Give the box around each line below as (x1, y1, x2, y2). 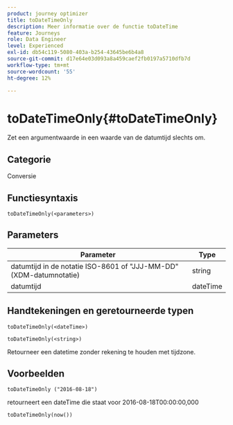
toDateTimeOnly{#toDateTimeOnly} (7, 110, 218, 126)
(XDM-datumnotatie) (10, 270, 80, 279)
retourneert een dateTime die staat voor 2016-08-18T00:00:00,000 (7, 398, 199, 406)
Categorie (7, 153, 51, 165)
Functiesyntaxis (7, 192, 78, 204)
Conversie (7, 172, 37, 180)
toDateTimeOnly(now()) (7, 412, 73, 419)
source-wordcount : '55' (7, 68, 76, 75)
